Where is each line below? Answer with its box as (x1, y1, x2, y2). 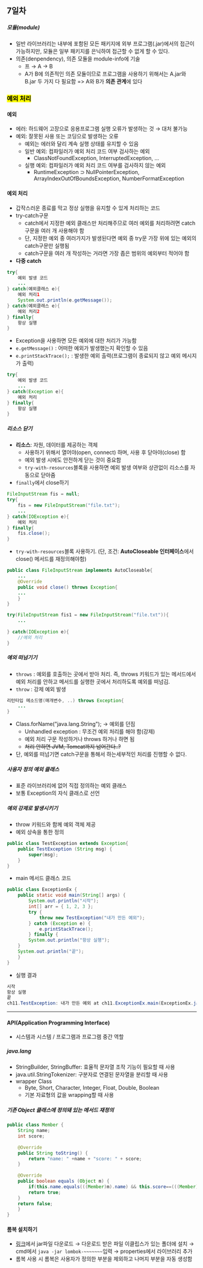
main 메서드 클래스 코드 (15, 875, 72, 882)
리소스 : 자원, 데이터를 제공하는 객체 (15, 441, 98, 448)
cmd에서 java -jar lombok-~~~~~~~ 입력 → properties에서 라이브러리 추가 (15, 1247, 193, 1255)
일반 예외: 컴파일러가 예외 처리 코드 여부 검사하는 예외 (24, 147, 150, 155)
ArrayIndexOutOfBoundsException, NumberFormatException (33, 175, 184, 183)
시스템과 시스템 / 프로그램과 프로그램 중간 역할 (15, 1033, 124, 1041)
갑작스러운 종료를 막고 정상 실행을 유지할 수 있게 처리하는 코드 (15, 204, 160, 212)
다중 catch (15, 257, 42, 264)
